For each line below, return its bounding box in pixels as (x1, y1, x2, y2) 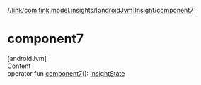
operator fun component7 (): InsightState (7, 69, 125, 77)
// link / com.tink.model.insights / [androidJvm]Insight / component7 (7, 6, 194, 14)
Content (7, 62, 31, 70)
